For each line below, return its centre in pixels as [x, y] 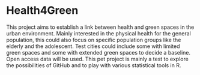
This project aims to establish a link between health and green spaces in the [100, 27]
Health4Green [42, 10]
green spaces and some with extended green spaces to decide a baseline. [98, 52]
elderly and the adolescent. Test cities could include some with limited [93, 46]
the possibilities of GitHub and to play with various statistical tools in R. [94, 65]
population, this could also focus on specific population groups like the [94, 40]
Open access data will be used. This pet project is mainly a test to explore [98, 59]
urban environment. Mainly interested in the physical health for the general [98, 33]
